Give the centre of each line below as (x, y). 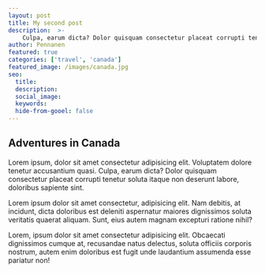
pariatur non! (29, 260)
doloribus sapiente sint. (46, 188)
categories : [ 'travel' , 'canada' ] (65, 60)
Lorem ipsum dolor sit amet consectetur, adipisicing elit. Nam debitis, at (124, 203)
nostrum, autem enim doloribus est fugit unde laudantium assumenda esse (130, 252)
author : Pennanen (37, 45)
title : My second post (45, 23)
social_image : (38, 97)
